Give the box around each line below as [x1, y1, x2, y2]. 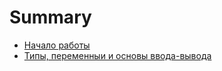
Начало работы [23, 39, 91, 51]
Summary [9, 6, 92, 29]
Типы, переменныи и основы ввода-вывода [23, 49, 212, 61]
